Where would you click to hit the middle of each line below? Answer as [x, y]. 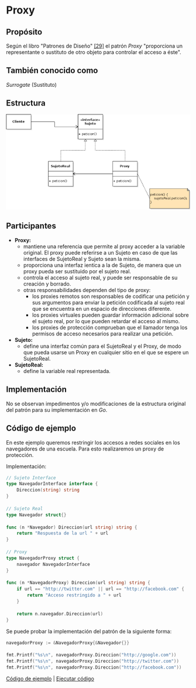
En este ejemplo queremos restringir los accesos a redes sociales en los [93, 442]
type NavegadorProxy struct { [43, 558]
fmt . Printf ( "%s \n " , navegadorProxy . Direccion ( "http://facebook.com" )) [94, 667]
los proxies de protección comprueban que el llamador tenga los [110, 327]
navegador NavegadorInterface [54, 564]
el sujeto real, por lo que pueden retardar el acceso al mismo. [106, 321]
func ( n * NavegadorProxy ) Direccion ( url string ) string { [78, 583]
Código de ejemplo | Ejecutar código [50, 679]
